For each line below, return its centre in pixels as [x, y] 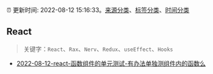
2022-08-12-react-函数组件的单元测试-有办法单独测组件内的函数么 [111, 63]
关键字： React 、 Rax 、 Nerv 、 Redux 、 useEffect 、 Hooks [98, 49]
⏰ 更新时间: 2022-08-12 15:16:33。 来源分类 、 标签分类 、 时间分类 [98, 10]
